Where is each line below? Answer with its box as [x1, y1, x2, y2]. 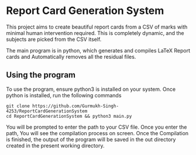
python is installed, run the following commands [6, 91, 122, 98]
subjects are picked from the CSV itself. [6, 36, 102, 43]
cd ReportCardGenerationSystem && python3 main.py [6, 113, 132, 119]
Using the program [6, 70, 76, 80]
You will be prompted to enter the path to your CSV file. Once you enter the [6, 124, 187, 131]
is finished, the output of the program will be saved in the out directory [6, 136, 176, 143]
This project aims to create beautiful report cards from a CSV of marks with [6, 23, 188, 30]
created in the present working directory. [6, 142, 105, 149]
